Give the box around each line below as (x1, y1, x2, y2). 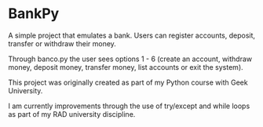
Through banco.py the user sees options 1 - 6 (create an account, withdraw (8, 54, 253, 63)
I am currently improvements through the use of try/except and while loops (8, 101, 250, 111)
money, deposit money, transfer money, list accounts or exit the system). (8, 62, 243, 71)
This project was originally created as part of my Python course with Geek (8, 78, 249, 87)
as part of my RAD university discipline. (8, 109, 136, 118)
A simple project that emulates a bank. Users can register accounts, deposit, (8, 31, 256, 40)
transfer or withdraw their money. (8, 38, 116, 48)
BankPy (8, 5, 60, 23)
